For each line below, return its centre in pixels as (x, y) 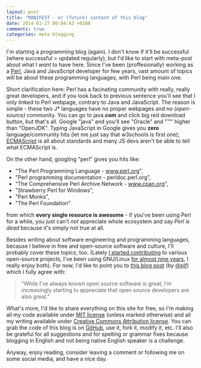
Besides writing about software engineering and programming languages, (98, 240)
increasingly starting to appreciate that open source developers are (105, 290)
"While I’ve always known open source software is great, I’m (96, 284)
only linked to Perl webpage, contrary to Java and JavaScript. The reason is (101, 102)
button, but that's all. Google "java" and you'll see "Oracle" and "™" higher (98, 121)
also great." (35, 297)
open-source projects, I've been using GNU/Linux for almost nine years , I (97, 259)
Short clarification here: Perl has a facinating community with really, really (98, 89)
